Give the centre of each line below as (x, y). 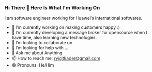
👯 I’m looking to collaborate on (42, 43)
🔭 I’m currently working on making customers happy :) (66, 27)
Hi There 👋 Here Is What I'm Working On (52, 8)
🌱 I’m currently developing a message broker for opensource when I (79, 33)
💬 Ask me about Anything (37, 53)
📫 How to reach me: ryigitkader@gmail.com (56, 58)
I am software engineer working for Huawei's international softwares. (73, 18)
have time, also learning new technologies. (54, 37)
